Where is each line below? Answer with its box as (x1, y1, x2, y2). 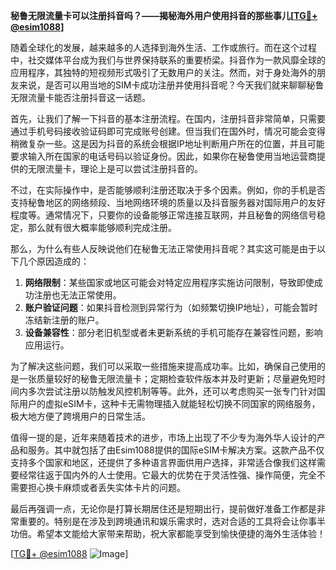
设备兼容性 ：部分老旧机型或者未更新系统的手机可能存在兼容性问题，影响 (24, 327, 323, 338)
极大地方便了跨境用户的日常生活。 (10, 410, 151, 422)
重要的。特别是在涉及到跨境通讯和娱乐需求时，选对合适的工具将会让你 (18, 515, 308, 527)
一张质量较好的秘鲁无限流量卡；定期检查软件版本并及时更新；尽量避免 (18, 373, 308, 384)
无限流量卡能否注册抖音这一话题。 (10, 92, 151, 103)
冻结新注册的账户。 (24, 314, 105, 326)
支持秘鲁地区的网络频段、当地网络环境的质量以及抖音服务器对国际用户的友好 (10, 197, 326, 208)
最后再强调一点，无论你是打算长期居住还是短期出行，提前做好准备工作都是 (10, 503, 317, 514)
